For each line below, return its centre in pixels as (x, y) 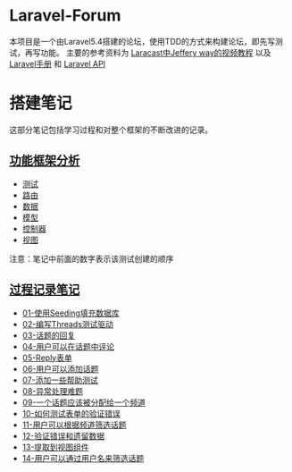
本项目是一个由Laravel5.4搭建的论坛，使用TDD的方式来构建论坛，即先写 (142, 41)
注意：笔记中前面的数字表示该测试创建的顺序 (92, 258)
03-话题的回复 (49, 335)
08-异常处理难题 (52, 391)
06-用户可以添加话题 (60, 368)
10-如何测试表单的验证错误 (71, 413)
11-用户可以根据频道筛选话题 (74, 425)
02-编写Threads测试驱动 (68, 324)
